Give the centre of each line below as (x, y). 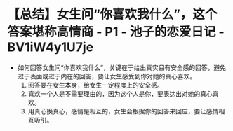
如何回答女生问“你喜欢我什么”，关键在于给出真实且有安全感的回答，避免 (122, 67)
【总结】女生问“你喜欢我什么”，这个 (112, 14)
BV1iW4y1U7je (51, 47)
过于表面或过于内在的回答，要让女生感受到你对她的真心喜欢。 (107, 76)
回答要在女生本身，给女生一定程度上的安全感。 (95, 85)
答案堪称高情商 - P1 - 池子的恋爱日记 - (116, 32)
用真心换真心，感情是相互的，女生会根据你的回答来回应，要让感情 (123, 111)
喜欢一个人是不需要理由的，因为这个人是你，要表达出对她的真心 (120, 94)
